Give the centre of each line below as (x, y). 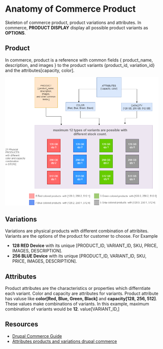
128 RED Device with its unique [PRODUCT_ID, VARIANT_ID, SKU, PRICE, (85, 246)
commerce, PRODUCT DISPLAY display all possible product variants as (77, 27)
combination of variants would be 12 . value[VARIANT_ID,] (62, 309)
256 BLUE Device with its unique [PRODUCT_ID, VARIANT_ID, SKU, (79, 256)
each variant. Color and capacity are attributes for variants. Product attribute (82, 293)
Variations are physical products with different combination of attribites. (77, 231)
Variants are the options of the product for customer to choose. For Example (81, 236)
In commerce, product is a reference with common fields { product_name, (79, 60)
